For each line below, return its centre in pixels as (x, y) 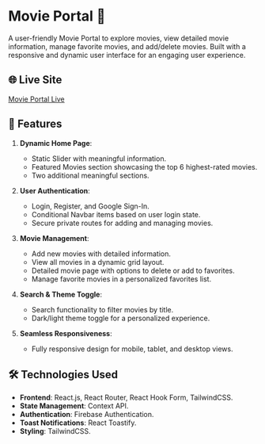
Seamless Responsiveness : (66, 333)
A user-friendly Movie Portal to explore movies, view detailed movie (119, 38)
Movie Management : (54, 238)
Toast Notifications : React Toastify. (78, 423)
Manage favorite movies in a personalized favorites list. (121, 279)
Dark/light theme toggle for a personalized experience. (121, 318)
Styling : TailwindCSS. (55, 431)
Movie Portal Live (36, 99)
